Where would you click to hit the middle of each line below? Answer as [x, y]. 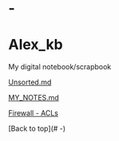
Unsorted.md [30, 82]
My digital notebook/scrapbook [60, 67]
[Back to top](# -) [37, 129]
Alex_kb [36, 45]
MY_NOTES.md [34, 98]
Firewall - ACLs [33, 113]
